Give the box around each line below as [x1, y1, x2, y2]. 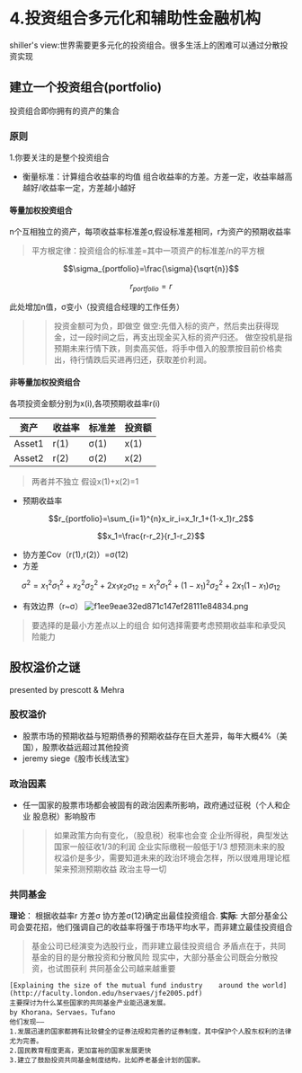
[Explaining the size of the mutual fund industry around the [9, 981, 259, 990]
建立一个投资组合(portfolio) [9, 80, 162, 95]
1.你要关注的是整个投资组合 [9, 152, 110, 163]
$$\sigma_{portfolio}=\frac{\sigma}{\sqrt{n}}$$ [62, 263, 240, 274]
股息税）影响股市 [32, 811, 96, 822]
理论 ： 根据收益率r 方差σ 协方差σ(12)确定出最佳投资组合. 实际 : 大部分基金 [9, 910, 280, 921]
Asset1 [13, 438, 44, 450]
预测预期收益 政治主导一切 [69, 864, 167, 874]
